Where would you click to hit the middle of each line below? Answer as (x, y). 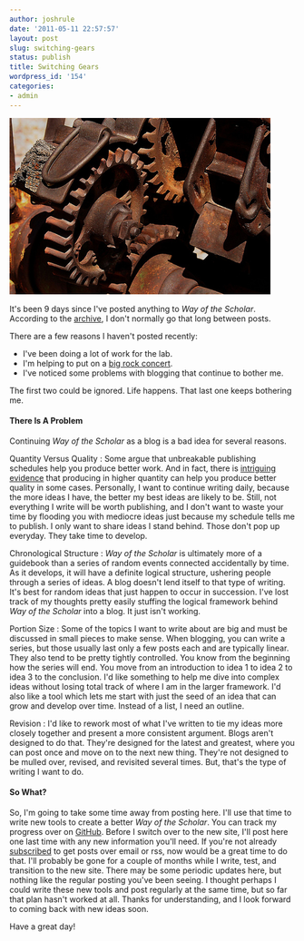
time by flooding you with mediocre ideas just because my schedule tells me (152, 516)
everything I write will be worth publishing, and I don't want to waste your (147, 506)
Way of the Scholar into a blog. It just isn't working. (105, 611)
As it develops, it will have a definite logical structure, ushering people (140, 573)
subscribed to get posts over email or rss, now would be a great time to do (148, 851)
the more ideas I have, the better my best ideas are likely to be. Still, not (143, 497)
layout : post (34, 38)
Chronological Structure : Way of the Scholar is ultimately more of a (136, 553)
